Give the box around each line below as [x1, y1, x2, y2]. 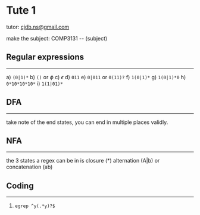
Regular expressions [6, 52, 85, 63]
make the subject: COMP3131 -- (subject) [6, 35, 108, 42]
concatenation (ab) [6, 163, 53, 170]
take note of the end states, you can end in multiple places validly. [6, 119, 168, 126]
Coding [6, 180, 34, 191]
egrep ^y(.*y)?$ [14, 203, 55, 209]
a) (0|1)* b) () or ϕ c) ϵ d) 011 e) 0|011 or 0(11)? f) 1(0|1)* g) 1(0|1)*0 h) [6, 73, 186, 80]
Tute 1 [6, 4, 36, 17]
